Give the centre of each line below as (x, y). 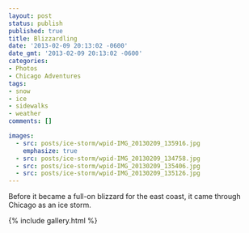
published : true (36, 31)
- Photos (23, 69)
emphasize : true (51, 150)
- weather (25, 114)
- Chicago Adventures (45, 76)
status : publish (36, 23)
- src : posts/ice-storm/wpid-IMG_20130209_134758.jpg (108, 159)
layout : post (30, 16)
